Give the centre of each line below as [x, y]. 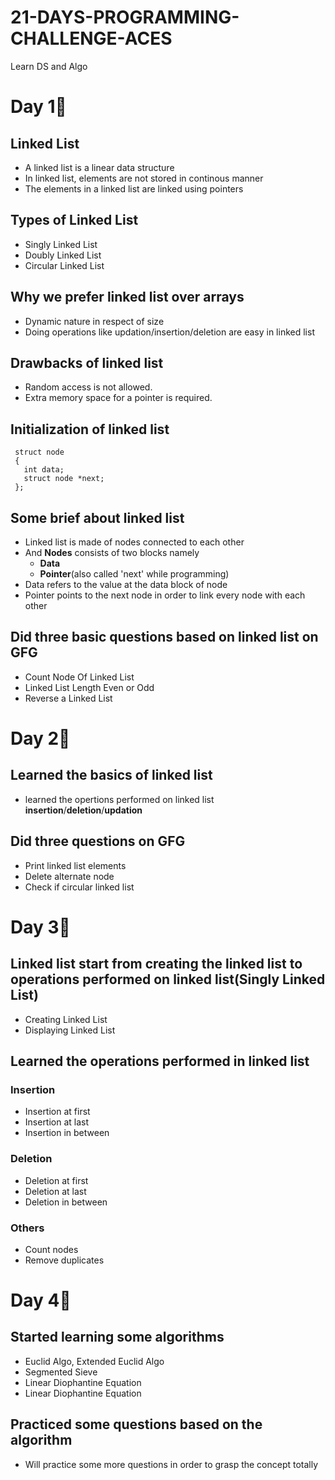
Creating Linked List [66, 1019]
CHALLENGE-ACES [91, 38]
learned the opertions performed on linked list [119, 799]
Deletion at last [55, 1191]
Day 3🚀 [40, 927]
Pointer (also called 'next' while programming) [134, 574]
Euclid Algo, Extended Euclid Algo [94, 1361]
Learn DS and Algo [49, 66]
